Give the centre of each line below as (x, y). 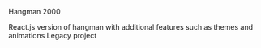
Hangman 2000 (34, 12)
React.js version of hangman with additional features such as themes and (131, 27)
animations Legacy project (53, 36)
